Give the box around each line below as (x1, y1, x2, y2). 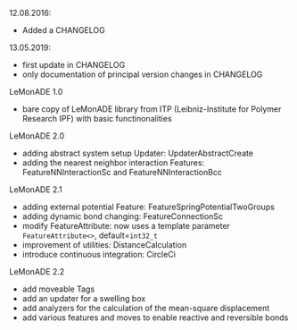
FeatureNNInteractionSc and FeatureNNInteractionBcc (21, 167, 223, 177)
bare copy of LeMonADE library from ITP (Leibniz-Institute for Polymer (21, 104, 282, 114)
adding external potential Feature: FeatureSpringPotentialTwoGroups (21, 201, 275, 212)
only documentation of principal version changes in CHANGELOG (21, 69, 263, 80)
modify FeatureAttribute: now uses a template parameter (21, 221, 230, 231)
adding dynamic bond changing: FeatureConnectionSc (21, 211, 224, 222)
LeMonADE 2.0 (9, 131, 65, 141)
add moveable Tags (21, 283, 95, 294)
